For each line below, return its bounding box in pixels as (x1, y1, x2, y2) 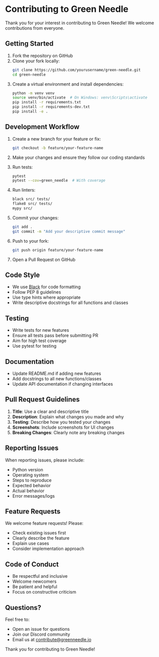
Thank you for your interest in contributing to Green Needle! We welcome (5, 20, 155, 26)
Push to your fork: (12, 238, 49, 244)
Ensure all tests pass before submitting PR (12, 333, 99, 339)
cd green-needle (12, 72, 46, 77)
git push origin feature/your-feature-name (12, 248, 104, 253)
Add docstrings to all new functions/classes (12, 376, 102, 382)
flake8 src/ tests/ (12, 202, 53, 206)
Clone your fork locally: (12, 58, 60, 64)
